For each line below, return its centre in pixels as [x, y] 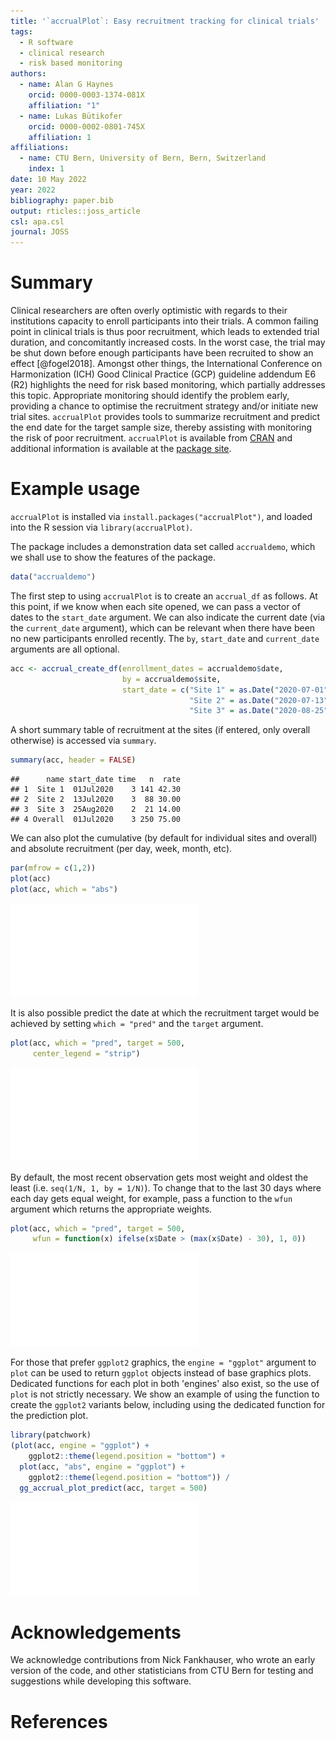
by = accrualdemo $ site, [171, 679]
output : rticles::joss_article [75, 211]
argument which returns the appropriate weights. [111, 1209]
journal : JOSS [40, 232]
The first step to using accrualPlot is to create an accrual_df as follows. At [164, 596]
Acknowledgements [96, 1632]
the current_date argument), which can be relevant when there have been [163, 627]
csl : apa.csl [37, 221]
